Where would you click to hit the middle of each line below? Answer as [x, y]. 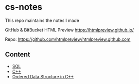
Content [18, 55]
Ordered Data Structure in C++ [43, 76]
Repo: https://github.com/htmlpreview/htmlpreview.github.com [68, 39]
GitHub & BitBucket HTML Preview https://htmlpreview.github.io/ [69, 30]
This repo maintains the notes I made [42, 20]
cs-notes [24, 7]
